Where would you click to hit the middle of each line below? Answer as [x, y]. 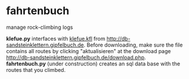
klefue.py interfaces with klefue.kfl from [56, 38]
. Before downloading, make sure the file [133, 45]
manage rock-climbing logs [40, 27]
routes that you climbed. [36, 70]
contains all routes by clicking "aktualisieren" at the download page [89, 51]
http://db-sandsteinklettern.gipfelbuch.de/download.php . [76, 57]
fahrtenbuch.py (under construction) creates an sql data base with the [93, 64]
